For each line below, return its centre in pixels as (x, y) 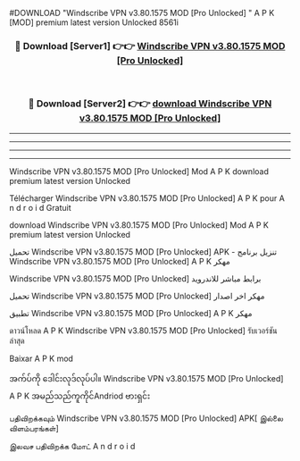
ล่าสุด (17, 340)
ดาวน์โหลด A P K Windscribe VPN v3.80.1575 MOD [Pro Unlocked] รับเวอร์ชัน (143, 331)
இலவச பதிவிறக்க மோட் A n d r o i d (72, 446)
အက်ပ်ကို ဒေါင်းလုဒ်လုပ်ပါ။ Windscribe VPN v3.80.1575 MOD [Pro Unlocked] (146, 378)
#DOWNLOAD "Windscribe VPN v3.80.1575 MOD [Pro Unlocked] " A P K (142, 13)
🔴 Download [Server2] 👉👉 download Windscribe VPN (150, 104)
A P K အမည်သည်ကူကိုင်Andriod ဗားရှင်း (79, 396)
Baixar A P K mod (42, 358)
